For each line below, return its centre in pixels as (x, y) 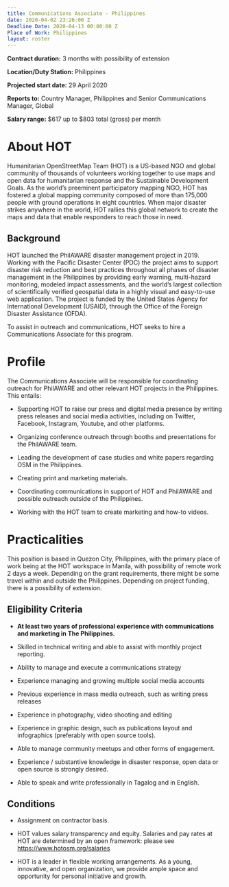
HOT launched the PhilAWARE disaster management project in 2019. (103, 255)
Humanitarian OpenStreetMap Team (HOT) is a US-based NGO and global (111, 166)
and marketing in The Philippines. (66, 633)
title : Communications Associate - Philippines (76, 13)
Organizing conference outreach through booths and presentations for (117, 436)
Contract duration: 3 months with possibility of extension (88, 58)
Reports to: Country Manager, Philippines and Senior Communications (107, 99)
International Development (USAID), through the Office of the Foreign (105, 306)
